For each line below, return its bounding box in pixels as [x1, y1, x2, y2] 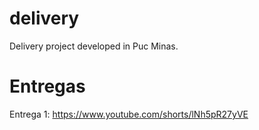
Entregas [9, 75, 86, 98]
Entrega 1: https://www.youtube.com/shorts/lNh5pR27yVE [9, 108, 249, 120]
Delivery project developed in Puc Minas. [9, 40, 179, 52]
